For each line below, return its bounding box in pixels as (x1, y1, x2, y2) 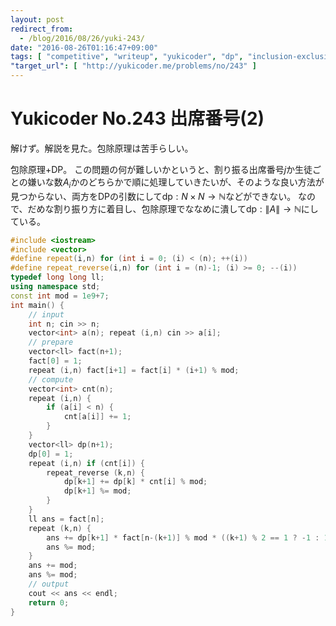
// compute (28, 374, 74, 385)
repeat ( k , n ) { (28, 523, 92, 533)
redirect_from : (10, 24, 74, 34)
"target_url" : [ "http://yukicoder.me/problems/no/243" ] (10, 61, 257, 71)
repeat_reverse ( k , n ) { (46, 467, 145, 478)
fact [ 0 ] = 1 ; (28, 356, 83, 366)
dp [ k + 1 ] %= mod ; (63, 486, 132, 496)
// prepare (28, 337, 74, 348)
